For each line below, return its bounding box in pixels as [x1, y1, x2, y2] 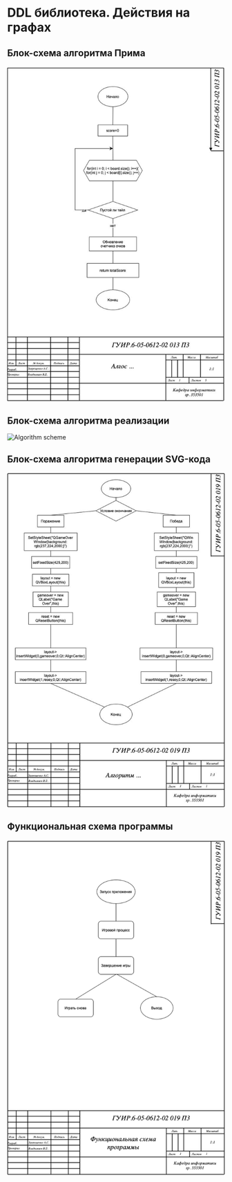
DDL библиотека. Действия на [7, 5, 191, 21]
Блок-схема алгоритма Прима [7, 47, 146, 59]
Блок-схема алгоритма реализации [7, 415, 170, 426]
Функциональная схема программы [7, 821, 173, 833]
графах [7, 19, 52, 35]
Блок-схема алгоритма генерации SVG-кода [7, 453, 211, 465]
